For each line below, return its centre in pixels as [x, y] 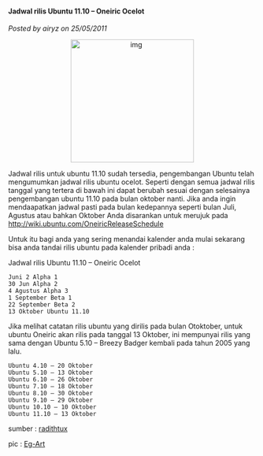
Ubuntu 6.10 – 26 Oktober [50, 380]
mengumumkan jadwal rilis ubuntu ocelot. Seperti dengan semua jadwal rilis [131, 182]
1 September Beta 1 [40, 298]
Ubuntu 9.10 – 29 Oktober [50, 400]
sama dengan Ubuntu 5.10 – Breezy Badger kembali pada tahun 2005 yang [129, 343]
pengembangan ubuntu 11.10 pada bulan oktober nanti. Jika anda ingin [122, 199]
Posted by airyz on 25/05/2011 [58, 28]
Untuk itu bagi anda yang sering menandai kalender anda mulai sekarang [127, 239]
